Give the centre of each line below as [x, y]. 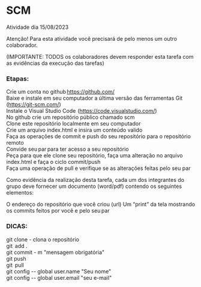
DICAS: [17, 226]
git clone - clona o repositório [43, 239]
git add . [17, 246]
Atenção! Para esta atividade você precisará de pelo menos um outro [91, 38]
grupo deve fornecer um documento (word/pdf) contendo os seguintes [94, 186]
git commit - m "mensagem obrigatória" [55, 252]
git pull [15, 265]
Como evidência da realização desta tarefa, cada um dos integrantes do [95, 180]
